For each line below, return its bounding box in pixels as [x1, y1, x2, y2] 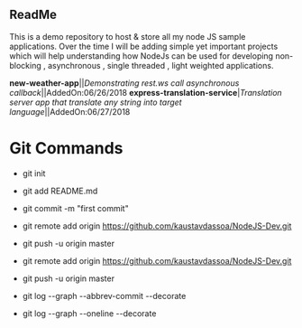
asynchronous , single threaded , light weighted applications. [48, 60, 274, 70]
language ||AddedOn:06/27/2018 [9, 106, 131, 117]
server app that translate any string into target [9, 97, 182, 108]
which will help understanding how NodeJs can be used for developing [9, 50, 273, 61]
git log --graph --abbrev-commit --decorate [22, 290, 187, 301]
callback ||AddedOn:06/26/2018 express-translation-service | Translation [9, 87, 282, 98]
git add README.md [22, 185, 98, 196]
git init [22, 167, 46, 179]
